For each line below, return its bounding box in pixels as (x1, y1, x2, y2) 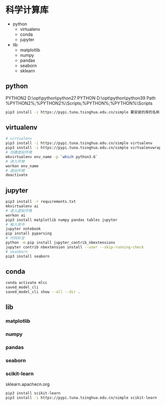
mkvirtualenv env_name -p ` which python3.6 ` (5, 154, 98, 159)
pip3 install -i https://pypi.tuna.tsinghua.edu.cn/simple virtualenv (5, 141, 153, 146)
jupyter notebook (5, 226, 41, 232)
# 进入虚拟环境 (5, 208, 32, 213)
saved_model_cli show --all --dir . (5, 289, 80, 294)
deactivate (5, 172, 28, 178)
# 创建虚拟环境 (5, 150, 32, 155)
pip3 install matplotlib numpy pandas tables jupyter (5, 217, 118, 222)
